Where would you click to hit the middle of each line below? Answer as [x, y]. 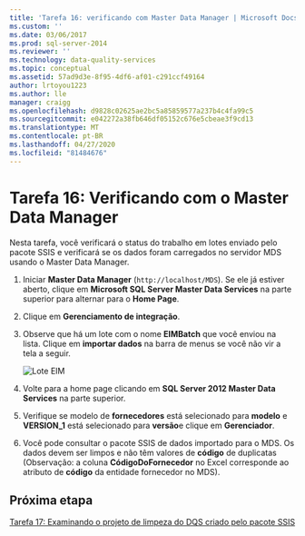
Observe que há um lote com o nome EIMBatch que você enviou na [149, 333]
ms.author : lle [38, 94]
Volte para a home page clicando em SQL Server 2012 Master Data [149, 388]
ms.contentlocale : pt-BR [56, 136]
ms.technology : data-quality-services [83, 60]
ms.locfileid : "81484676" [58, 153]
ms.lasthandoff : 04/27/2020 [63, 144]
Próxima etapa [51, 500]
